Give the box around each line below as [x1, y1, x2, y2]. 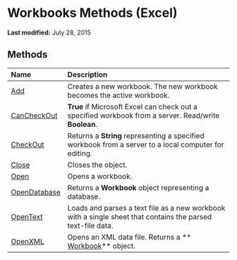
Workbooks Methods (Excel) [7, 5, 178, 21]
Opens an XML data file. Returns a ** [67, 232, 192, 242]
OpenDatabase [11, 187, 61, 197]
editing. [67, 148, 93, 158]
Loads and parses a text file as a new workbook [67, 203, 226, 213]
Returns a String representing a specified [67, 130, 205, 140]
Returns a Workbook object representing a [67, 182, 209, 192]
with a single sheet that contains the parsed [67, 211, 212, 221]
